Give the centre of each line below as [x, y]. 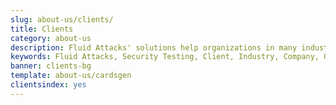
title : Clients [42, 29]
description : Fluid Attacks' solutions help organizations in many [154, 47]
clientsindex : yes [48, 85]
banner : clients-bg [51, 66]
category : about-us [51, 38]
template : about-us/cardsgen [71, 76]
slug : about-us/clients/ [62, 19]
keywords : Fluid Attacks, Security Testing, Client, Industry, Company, [165, 57]
